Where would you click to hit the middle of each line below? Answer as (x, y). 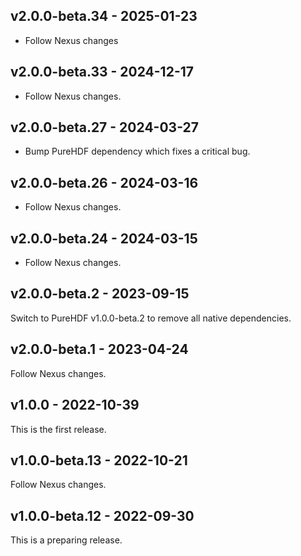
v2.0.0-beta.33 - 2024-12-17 (102, 72)
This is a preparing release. (66, 540)
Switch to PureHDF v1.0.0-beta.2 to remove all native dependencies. (151, 318)
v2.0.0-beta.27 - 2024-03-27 (104, 127)
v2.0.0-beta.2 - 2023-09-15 (100, 294)
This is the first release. (58, 429)
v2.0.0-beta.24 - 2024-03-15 (104, 238)
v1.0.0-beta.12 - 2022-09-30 (102, 515)
